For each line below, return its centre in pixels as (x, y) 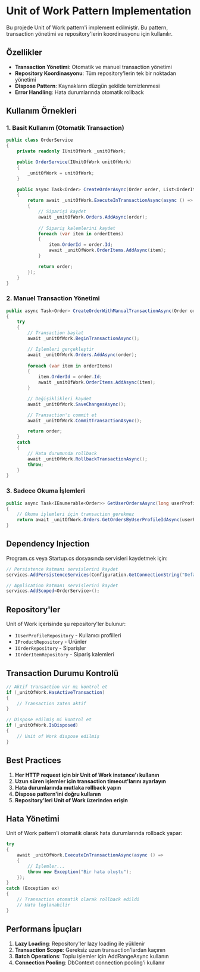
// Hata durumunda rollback (62, 453)
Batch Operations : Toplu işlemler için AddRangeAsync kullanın (92, 956)
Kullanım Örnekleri (42, 111)
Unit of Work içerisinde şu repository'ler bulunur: (66, 624)
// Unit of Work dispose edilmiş (58, 736)
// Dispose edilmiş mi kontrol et (49, 720)
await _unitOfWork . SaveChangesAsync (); (77, 404)
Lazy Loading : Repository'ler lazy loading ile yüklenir (80, 943)
